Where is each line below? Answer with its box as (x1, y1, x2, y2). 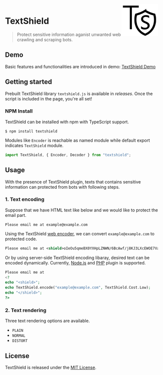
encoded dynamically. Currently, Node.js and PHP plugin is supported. (5, 260, 146, 265)
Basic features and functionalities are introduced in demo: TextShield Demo (5, 64, 156, 69)
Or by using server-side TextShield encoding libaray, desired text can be (5, 255, 150, 261)
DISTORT (12, 339, 28, 343)
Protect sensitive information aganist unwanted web (16, 32, 121, 37)
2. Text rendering (5, 307, 47, 313)
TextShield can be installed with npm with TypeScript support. (5, 119, 130, 125)
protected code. (5, 236, 37, 242)
